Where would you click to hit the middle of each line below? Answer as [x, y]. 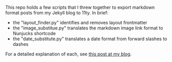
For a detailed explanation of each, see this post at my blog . [69, 54]
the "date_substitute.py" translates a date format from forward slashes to [90, 39]
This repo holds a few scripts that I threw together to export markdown [80, 7]
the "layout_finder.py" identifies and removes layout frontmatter [80, 23]
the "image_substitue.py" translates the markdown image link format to [88, 28]
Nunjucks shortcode [34, 33]
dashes [21, 44]
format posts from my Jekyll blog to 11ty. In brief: [57, 13]
